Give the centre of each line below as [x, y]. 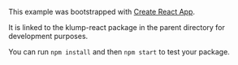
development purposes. [48, 36]
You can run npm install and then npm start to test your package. [119, 52]
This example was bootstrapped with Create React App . [102, 12]
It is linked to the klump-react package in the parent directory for [117, 27]
